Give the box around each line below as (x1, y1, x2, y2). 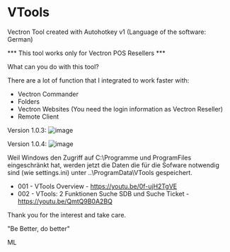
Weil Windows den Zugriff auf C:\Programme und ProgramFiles (7, 153, 192, 162)
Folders (17, 97, 40, 106)
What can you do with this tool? (7, 62, 99, 71)
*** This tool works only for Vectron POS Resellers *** (7, 49, 166, 57)
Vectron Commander (17, 90, 79, 98)
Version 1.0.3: (7, 126, 47, 134)
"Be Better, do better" (7, 224, 71, 233)
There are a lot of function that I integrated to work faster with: (7, 76, 190, 85)
